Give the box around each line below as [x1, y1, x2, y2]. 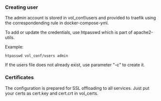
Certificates [5, 74, 34, 81]
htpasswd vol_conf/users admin [5, 53, 68, 58]
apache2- [133, 30, 154, 35]
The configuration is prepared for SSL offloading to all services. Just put [5, 85, 149, 91]
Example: [5, 44, 24, 50]
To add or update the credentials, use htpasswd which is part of [5, 30, 133, 35]
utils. [5, 34, 15, 40]
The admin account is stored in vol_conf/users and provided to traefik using [5, 15, 156, 21]
